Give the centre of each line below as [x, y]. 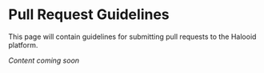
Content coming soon [44, 60]
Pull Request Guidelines [89, 15]
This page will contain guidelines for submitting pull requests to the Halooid [132, 36]
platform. [23, 44]
